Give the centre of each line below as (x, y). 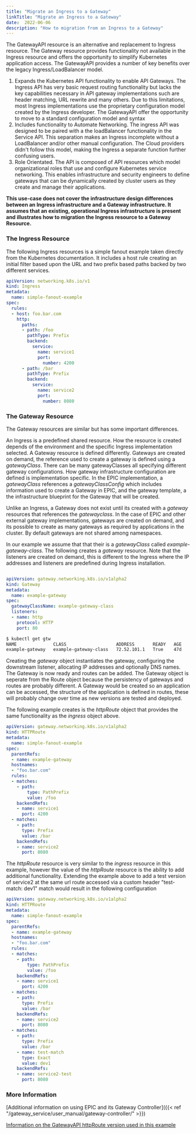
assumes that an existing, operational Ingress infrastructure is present (94, 211)
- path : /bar (37, 368)
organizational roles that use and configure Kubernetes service (90, 169)
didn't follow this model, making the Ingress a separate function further (100, 150)
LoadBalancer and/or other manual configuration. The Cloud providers (99, 143)
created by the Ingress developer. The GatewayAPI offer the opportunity (102, 112)
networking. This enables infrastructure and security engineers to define (102, 175)
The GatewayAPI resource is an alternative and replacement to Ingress (91, 45)
